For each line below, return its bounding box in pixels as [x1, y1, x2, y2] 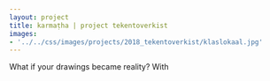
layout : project [9, 12, 69, 22]
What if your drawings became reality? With [9, 62, 170, 72]
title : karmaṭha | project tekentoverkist [9, 21, 168, 30]
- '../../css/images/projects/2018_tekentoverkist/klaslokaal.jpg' [9, 37, 264, 47]
